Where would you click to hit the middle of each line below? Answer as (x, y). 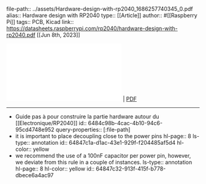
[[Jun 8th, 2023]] (59, 35)
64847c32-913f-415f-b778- (131, 169)
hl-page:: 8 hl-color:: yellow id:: (55, 169)
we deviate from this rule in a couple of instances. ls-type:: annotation (104, 162)
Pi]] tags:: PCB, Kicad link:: (40, 22)
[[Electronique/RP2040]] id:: (51, 123)
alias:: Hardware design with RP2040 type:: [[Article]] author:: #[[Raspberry (102, 15)
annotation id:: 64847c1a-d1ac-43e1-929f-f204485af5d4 (104, 143)
